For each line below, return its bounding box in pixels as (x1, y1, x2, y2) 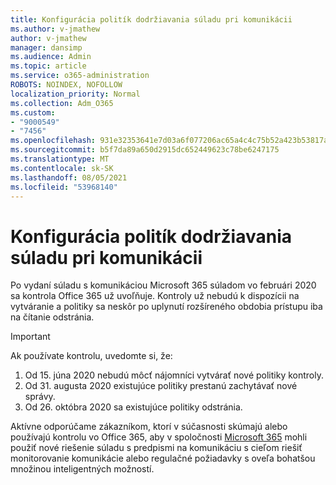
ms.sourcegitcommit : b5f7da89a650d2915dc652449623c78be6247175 (10, 145, 280, 155)
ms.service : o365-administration (10, 71, 150, 81)
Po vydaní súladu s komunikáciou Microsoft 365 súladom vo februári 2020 (10, 279, 317, 291)
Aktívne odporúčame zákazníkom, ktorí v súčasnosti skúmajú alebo (10, 421, 288, 433)
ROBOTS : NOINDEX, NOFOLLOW (10, 80, 123, 90)
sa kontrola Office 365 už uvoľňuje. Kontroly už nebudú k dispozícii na (10, 290, 300, 302)
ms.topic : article (10, 61, 87, 71)
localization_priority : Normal (10, 89, 141, 99)
